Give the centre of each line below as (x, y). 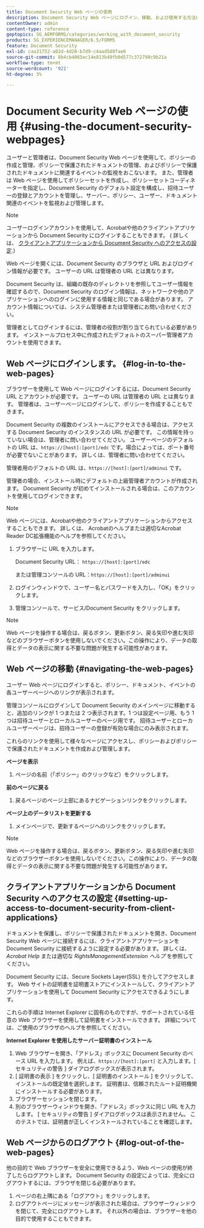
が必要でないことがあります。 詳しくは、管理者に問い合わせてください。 (97, 455)
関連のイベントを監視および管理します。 (57, 203)
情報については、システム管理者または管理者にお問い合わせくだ (107, 307)
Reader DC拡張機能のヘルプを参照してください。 (68, 536)
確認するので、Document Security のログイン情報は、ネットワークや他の (98, 292)
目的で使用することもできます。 (55, 1219)
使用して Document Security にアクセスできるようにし (117, 992)
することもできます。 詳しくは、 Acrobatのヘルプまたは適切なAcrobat (94, 528)
